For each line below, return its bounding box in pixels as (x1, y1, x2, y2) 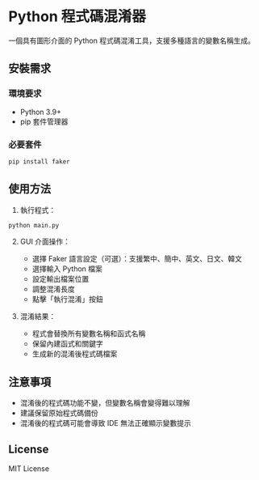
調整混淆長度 (31, 284, 75, 294)
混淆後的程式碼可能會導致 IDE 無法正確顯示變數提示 (19, 418, 191, 428)
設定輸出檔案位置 (31, 274, 90, 284)
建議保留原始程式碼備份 (19, 408, 98, 418)
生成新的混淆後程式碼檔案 (31, 349, 118, 359)
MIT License (8, 464, 50, 474)
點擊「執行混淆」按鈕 (31, 295, 103, 304)
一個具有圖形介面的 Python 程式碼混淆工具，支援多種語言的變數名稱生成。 (8, 36, 256, 45)
